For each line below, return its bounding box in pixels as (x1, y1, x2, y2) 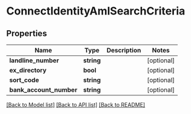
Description (106, 46, 141, 54)
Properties (6, 28, 47, 39)
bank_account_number (9, 86, 78, 94)
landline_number (9, 56, 59, 65)
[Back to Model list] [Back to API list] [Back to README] (6, 101, 146, 108)
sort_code (9, 76, 39, 84)
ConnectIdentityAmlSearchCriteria (6, 4, 186, 18)
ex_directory (9, 66, 47, 74)
